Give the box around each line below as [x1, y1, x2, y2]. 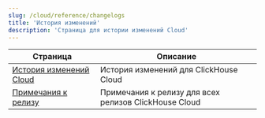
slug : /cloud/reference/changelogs [8, 11, 125, 20]
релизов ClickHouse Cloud [99, 97, 201, 108]
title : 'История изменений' [8, 19, 101, 27]
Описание [156, 51, 197, 62]
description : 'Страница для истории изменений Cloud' [8, 26, 189, 34]
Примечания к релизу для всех [99, 87, 221, 98]
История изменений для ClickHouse [99, 65, 238, 76]
